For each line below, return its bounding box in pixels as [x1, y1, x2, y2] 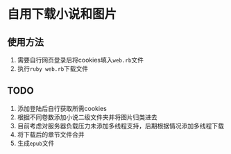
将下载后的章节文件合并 [17, 130, 85, 139]
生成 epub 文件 [17, 139, 55, 147]
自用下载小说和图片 [7, 6, 117, 22]
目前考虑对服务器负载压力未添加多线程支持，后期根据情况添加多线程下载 [17, 121, 224, 130]
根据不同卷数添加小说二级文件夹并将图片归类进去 [17, 112, 157, 121]
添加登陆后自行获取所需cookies [17, 104, 108, 112]
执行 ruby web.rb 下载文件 [17, 65, 89, 73]
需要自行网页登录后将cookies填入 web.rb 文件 [17, 56, 144, 64]
